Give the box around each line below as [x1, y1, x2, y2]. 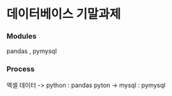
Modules [6, 32, 37, 41]
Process [6, 64, 35, 74]
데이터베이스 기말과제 [6, 6, 122, 22]
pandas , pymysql [6, 47, 57, 55]
